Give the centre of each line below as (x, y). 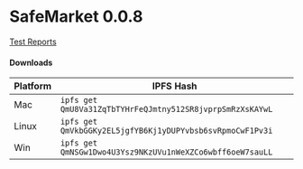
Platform (33, 86)
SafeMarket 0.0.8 (76, 17)
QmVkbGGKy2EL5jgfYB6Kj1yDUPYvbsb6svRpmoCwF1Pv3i (166, 131)
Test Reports (33, 42)
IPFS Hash (174, 86)
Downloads (31, 62)
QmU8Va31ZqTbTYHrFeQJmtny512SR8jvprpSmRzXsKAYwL (166, 109)
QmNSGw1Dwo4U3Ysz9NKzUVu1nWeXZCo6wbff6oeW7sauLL (166, 152)
